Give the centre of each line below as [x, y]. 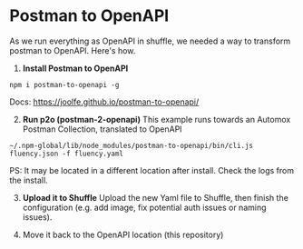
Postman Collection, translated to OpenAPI [103, 129]
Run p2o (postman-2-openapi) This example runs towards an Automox [156, 119]
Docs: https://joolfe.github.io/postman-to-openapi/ [104, 102]
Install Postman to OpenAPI [75, 68]
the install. [29, 180]
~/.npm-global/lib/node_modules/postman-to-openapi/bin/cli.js [132, 145]
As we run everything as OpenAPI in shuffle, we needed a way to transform [150, 41]
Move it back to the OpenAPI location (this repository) [123, 234]
